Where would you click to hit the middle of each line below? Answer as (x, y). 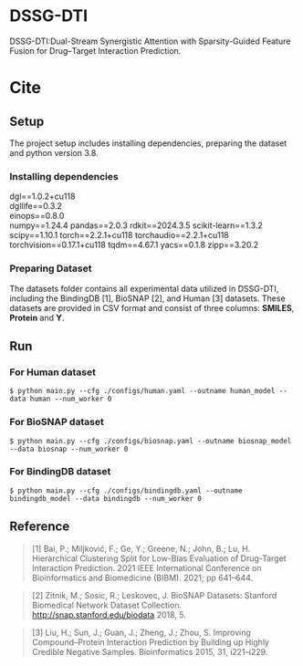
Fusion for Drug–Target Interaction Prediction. (95, 50)
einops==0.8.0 (37, 216)
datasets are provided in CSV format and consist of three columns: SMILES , (152, 307)
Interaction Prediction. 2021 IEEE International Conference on (146, 567)
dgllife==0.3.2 (36, 206)
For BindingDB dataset (60, 472)
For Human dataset (52, 372)
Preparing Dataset (51, 268)
